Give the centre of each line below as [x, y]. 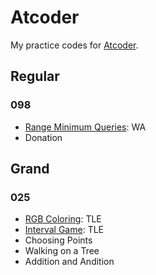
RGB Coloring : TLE [63, 219]
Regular [35, 76]
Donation [43, 137]
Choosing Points [58, 240]
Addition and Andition [69, 262]
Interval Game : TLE [64, 230]
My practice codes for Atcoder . [74, 45]
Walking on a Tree [62, 251]
